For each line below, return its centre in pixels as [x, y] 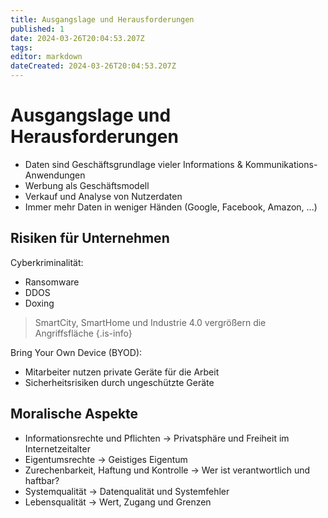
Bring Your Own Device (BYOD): [76, 352]
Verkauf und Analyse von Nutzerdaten [103, 196]
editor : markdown [46, 57]
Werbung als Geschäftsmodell [87, 185]
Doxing [39, 303]
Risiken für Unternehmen [90, 238]
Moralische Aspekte [74, 414]
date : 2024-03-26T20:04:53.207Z [77, 38]
